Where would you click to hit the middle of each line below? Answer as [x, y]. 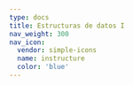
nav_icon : [27, 42]
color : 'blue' [43, 67]
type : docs [29, 17]
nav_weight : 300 [39, 34]
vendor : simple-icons [57, 50]
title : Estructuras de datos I [67, 26]
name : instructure [51, 58]
